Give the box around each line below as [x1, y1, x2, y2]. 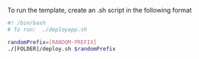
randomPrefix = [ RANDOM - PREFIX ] [7, 39, 97, 46]
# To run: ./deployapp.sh [7, 26, 87, 33]
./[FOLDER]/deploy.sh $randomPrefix [7, 45, 116, 52]
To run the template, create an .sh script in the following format [7, 6, 192, 14]
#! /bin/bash [7, 20, 46, 27]
